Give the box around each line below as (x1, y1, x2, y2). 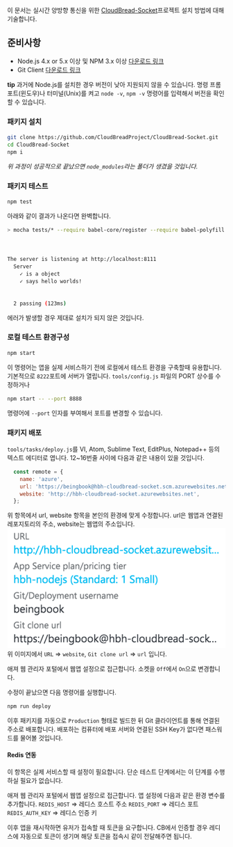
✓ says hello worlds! (19, 278, 82, 285)
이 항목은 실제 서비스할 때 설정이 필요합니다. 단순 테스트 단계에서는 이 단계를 (7, 768, 213, 776)
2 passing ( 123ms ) (13, 300, 67, 307)
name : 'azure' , (19, 475, 64, 482)
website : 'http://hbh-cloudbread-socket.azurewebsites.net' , (19, 490, 200, 498)
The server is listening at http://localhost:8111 (7, 256, 157, 263)
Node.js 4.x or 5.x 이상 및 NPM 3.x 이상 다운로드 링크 (17, 56, 164, 65)
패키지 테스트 (7, 181, 49, 191)
